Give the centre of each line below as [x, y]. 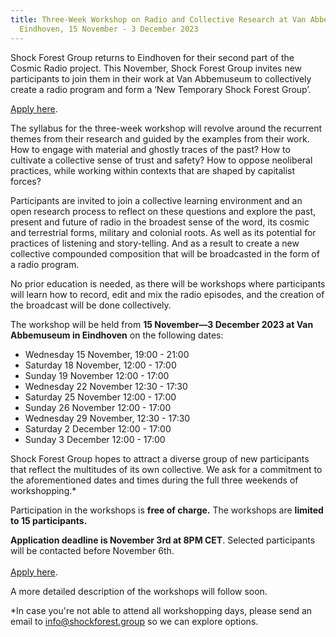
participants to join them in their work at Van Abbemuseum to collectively [161, 78]
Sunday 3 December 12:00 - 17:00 [95, 439]
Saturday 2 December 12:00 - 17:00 [98, 428]
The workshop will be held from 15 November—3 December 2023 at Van [162, 324]
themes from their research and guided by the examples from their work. [160, 138]
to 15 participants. [49, 520]
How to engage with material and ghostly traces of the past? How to [150, 149]
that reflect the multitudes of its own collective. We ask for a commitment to [166, 469]
